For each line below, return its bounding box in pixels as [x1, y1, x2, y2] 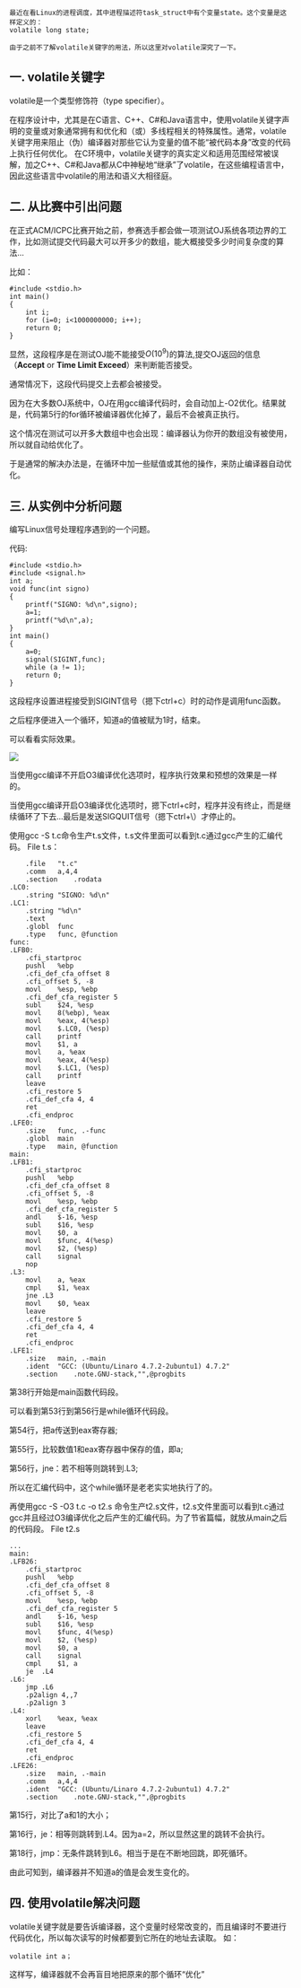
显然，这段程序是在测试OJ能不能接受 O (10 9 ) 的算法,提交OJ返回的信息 [9, 346, 262, 359]
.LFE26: [9, 1762, 39, 1771]
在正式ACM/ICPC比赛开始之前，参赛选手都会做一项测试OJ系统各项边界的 [9, 224, 279, 235]
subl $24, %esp [25, 1001, 94, 1010]
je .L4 [25, 1668, 54, 1677]
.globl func [25, 923, 74, 932]
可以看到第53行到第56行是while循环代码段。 [9, 1406, 174, 1416]
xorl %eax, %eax [25, 1714, 99, 1723]
